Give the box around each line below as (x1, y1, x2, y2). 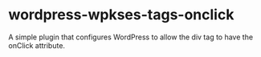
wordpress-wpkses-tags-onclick (8, 6, 234, 24)
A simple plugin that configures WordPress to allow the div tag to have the (8, 32, 254, 42)
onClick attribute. (8, 40, 66, 50)
